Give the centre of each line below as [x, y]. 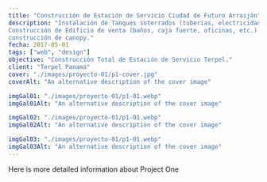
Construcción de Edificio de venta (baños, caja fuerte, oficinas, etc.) [133, 30]
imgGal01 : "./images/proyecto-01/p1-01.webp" [85, 96]
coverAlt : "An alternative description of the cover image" [110, 82]
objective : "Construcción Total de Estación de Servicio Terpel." [120, 60]
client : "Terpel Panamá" [49, 67]
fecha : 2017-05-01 [39, 45]
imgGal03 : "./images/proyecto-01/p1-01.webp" [85, 139]
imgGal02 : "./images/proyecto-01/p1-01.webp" [85, 118]
